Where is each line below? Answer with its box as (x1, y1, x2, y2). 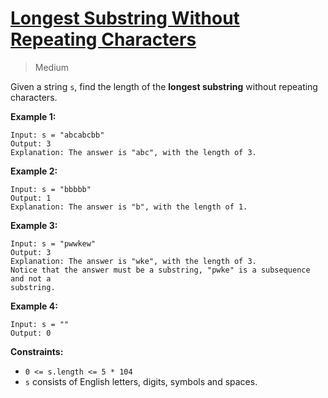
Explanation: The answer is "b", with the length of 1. (10, 202, 248, 212)
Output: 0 (10, 328, 52, 338)
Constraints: (10, 345, 64, 357)
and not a (10, 273, 52, 284)
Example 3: (10, 219, 58, 231)
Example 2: (10, 165, 58, 177)
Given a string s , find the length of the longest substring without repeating (10, 80, 318, 92)
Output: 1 (10, 193, 52, 203)
